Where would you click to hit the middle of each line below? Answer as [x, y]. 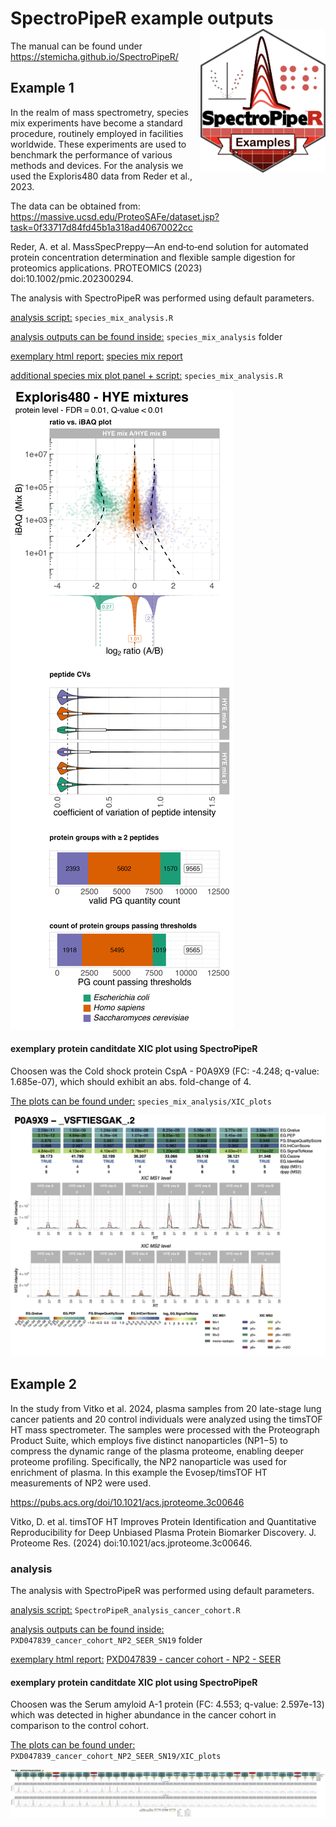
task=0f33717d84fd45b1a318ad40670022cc [102, 227]
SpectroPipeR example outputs [142, 18]
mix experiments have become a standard [96, 123]
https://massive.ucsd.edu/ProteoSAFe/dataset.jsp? [115, 216]
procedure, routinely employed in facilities [97, 133]
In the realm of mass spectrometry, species [99, 112]
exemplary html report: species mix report [96, 356]
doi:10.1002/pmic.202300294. [72, 278]
